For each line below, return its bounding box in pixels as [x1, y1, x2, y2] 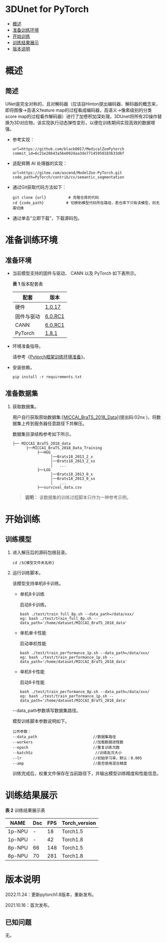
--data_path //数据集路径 [12, 734, 116, 739]
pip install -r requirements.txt [12, 374, 82, 379]
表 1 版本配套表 [12, 280, 43, 286]
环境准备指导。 [12, 343, 43, 349]
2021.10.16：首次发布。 [5, 902, 52, 908]
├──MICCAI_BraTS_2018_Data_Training [25, 445, 102, 450]
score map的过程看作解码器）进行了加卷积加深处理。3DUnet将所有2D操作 [5, 113, 158, 119]
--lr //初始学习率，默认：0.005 [12, 755, 142, 761]
